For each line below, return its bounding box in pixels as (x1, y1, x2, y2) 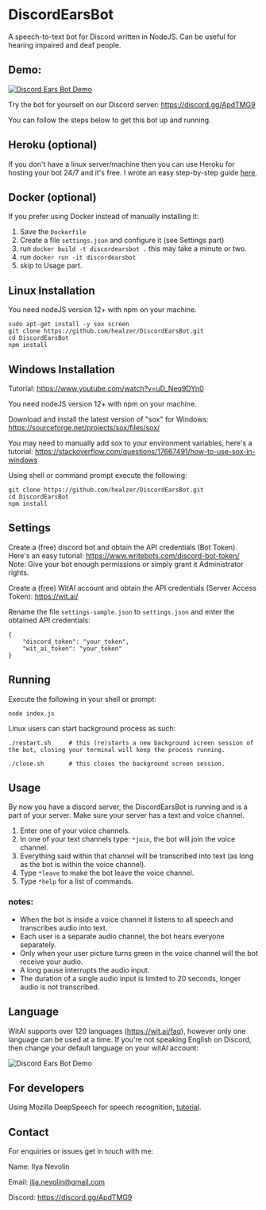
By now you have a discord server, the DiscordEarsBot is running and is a (8, 802, 248, 811)
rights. (8, 568, 29, 577)
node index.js (8, 709, 56, 718)
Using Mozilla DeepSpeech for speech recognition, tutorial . (8, 1102, 202, 1112)
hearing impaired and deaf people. (8, 40, 121, 49)
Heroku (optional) (8, 138, 98, 152)
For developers (8, 1081, 85, 1095)
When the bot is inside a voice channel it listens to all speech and (19, 915, 233, 924)
